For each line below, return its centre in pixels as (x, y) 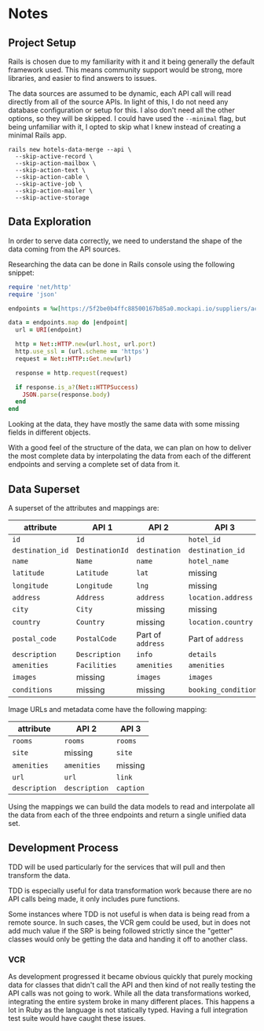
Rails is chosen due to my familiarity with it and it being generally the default (132, 61)
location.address (220, 598)
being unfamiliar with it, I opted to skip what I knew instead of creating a (125, 127)
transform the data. (39, 875)
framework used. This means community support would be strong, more (125, 70)
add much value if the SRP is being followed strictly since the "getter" (121, 930)
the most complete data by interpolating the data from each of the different (130, 456)
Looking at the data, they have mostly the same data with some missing (124, 424)
